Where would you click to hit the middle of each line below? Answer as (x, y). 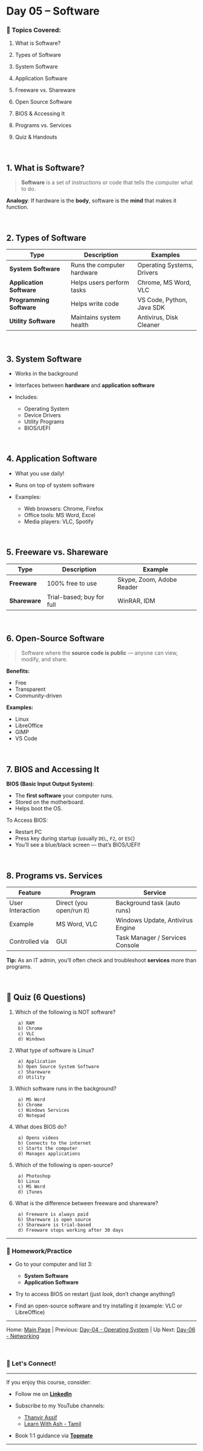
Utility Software (32, 321)
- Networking (23, 1336)
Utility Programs (44, 421)
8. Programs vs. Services (54, 875)
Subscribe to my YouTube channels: (60, 1406)
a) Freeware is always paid (53, 1214)
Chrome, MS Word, (164, 283)
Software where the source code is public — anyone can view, (99, 653)
